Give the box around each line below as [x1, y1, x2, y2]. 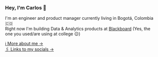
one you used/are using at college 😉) [5, 31, 81, 37]
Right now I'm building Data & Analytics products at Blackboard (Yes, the [5, 26, 151, 32]
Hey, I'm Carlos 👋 [5, 4, 47, 11]
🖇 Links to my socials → [5, 46, 54, 52]
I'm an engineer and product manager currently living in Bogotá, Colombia [5, 15, 154, 21]
